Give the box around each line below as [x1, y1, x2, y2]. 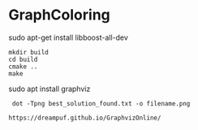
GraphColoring [8, 6, 111, 24]
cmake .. [8, 63, 38, 71]
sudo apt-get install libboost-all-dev [8, 32, 128, 42]
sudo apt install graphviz [8, 84, 91, 93]
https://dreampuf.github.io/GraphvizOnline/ [8, 114, 161, 122]
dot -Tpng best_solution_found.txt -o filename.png [11, 99, 191, 107]
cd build [8, 55, 38, 63]
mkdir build [8, 48, 49, 56]
